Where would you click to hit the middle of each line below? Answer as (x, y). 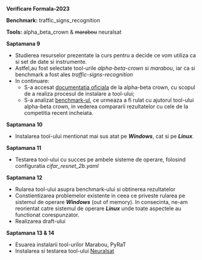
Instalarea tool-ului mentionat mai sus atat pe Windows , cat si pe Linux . (104, 136)
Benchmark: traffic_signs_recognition (53, 20)
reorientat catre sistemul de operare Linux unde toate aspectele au (98, 208)
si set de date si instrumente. (51, 62)
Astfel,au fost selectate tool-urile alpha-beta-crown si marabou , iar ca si (105, 68)
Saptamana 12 (24, 178)
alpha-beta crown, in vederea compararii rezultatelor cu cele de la (106, 107)
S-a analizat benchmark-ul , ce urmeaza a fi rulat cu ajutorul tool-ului (109, 100)
